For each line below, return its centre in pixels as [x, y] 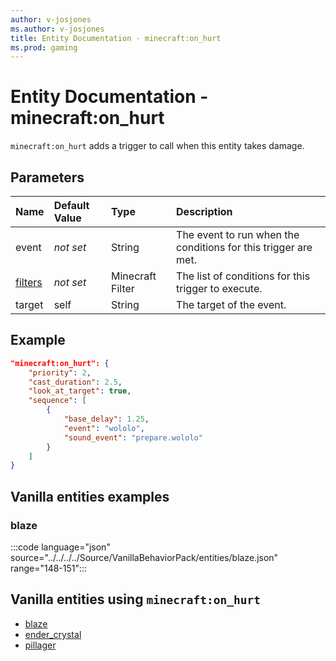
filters [29, 282]
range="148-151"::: [49, 568]
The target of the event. [231, 304]
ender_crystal [53, 634]
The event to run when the [238, 234]
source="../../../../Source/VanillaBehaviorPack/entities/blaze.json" [144, 557]
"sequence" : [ [57, 401]
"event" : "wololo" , [104, 428]
